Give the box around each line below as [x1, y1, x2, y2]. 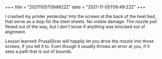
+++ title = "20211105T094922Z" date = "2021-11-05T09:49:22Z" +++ [5, 4, 146, 10]
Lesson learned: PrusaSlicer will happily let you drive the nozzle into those [5, 38, 154, 44]
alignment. [5, 29, 26, 34]
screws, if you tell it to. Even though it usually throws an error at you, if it [5, 44, 150, 49]
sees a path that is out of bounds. [5, 48, 72, 54]
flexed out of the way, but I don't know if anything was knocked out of [5, 24, 145, 29]
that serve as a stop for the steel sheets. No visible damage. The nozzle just [5, 19, 157, 24]
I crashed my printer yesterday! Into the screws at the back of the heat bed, [5, 14, 157, 19]
